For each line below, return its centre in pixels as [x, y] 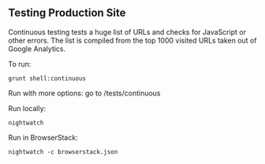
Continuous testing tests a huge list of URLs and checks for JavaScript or [127, 32]
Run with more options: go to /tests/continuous [84, 93]
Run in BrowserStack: [43, 137]
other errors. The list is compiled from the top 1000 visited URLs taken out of [132, 40]
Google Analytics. [37, 48]
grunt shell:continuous [47, 78]
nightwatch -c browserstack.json [63, 152]
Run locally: [27, 108]
